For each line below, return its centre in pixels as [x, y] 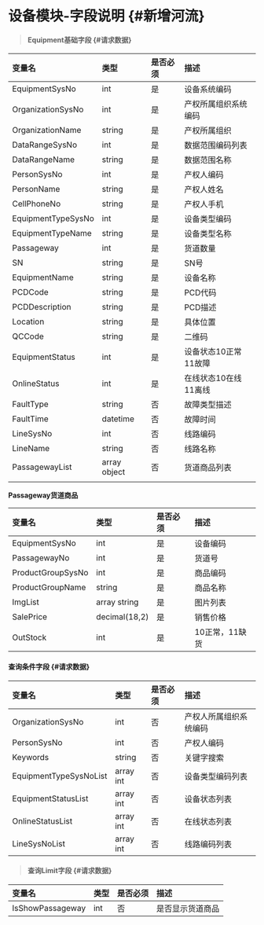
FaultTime [30, 419]
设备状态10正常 [213, 352]
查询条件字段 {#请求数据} [49, 666]
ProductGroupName [49, 588]
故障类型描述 [208, 405]
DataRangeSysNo [44, 145]
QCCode [28, 336]
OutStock [29, 637]
